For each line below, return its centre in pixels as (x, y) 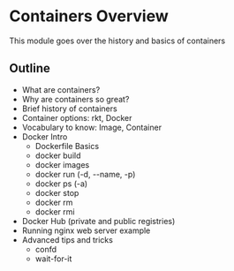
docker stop (57, 192)
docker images (62, 164)
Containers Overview (89, 16)
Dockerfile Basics (67, 146)
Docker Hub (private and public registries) (98, 221)
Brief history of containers (69, 109)
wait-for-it (53, 259)
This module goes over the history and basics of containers (117, 41)
